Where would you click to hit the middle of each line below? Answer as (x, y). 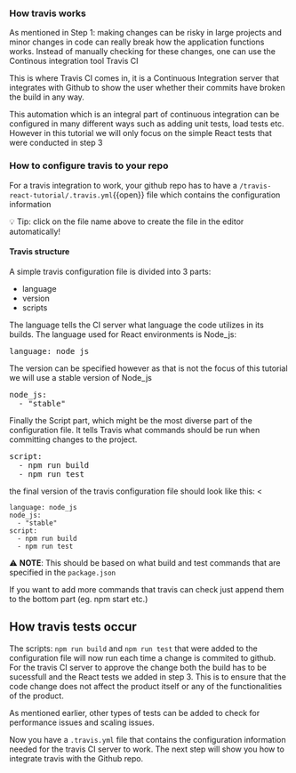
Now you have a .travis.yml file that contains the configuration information (148, 739)
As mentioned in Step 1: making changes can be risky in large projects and (145, 33)
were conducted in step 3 (56, 143)
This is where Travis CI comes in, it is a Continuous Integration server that (144, 78)
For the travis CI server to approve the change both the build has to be (138, 667)
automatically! (35, 231)
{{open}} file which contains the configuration (196, 195)
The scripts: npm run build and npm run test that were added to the (133, 648)
